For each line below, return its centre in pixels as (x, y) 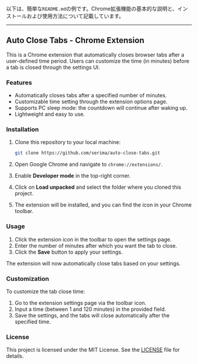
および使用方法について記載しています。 (75, 16)
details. (15, 356)
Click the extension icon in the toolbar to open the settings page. (93, 239)
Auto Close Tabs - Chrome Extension (75, 40)
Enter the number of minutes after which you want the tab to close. (96, 245)
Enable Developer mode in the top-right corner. (72, 176)
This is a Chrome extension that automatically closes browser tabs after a (95, 54)
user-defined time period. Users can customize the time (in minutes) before (98, 61)
